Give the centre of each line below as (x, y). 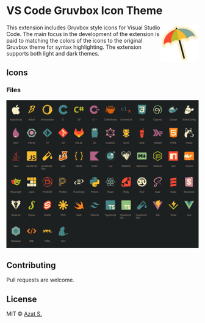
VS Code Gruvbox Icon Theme (85, 11)
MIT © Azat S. (24, 314)
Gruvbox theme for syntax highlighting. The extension (74, 47)
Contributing (31, 265)
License (22, 299)
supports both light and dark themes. (53, 53)
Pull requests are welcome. (40, 280)
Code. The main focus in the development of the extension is (83, 34)
